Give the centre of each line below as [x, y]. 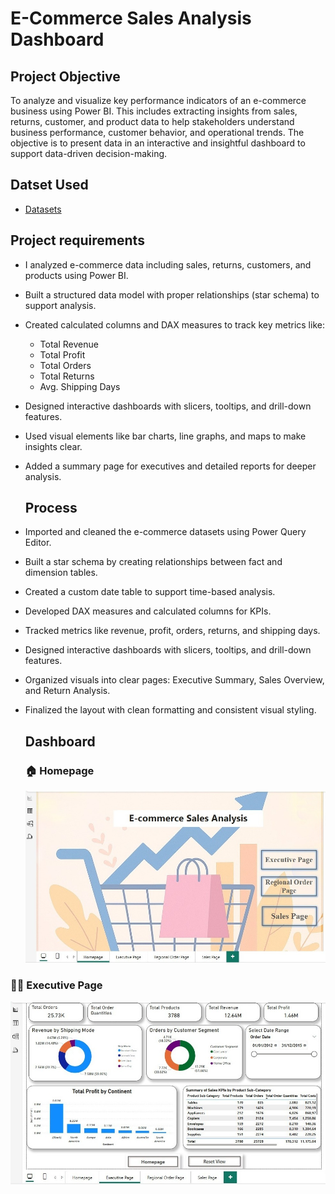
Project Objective [65, 76]
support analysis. [60, 305]
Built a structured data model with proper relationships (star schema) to [172, 294]
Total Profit [62, 354]
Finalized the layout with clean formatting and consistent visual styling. [170, 710]
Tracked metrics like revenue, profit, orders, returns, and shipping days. [172, 631]
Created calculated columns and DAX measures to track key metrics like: [174, 324]
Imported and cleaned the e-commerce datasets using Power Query [165, 532]
